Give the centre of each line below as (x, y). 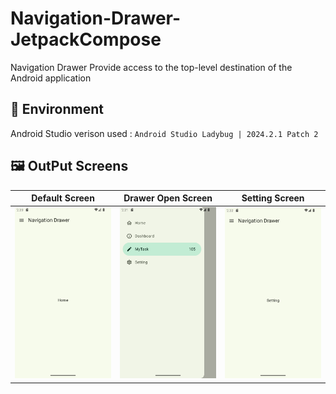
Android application (51, 78)
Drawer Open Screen (168, 198)
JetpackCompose (86, 39)
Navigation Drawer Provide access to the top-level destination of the (151, 67)
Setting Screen (273, 198)
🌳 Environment (57, 109)
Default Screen (63, 198)
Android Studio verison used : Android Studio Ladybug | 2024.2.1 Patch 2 (164, 133)
